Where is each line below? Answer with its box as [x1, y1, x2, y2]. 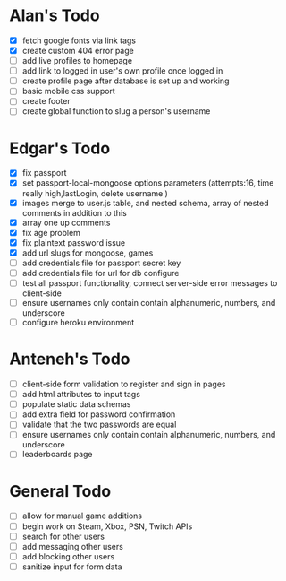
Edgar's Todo [9, 138, 111, 158]
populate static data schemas [21, 399, 131, 410]
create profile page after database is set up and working [21, 75, 230, 86]
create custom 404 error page [21, 46, 134, 56]
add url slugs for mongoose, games [21, 247, 154, 258]
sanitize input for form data [21, 561, 122, 572]
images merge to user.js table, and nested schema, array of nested [21, 197, 269, 208]
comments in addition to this [21, 207, 127, 218]
